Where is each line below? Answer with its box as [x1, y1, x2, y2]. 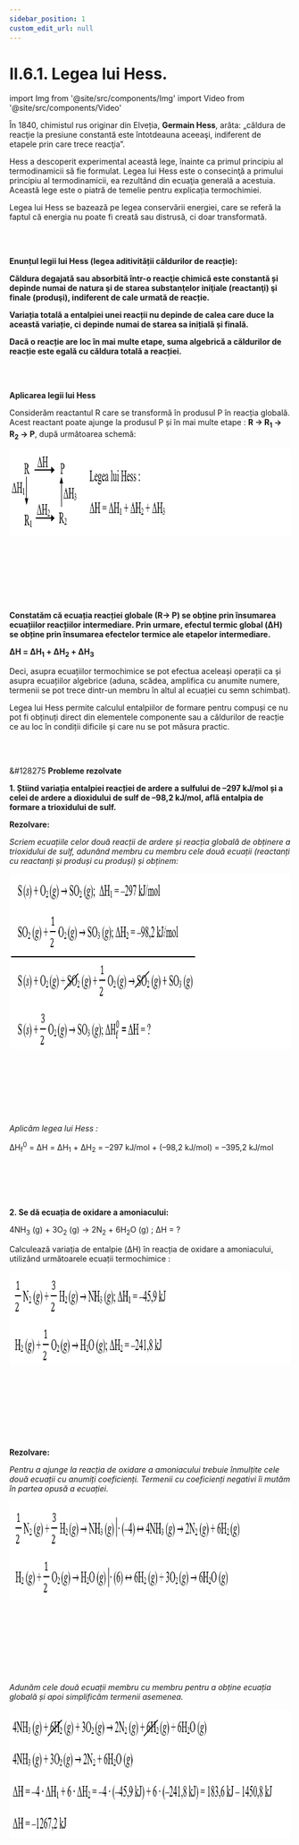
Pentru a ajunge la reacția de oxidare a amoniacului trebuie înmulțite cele [9, 1465, 280, 1475]
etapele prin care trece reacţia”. [9, 139, 126, 149]
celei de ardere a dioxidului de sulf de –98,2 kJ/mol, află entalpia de [9, 792, 264, 803]
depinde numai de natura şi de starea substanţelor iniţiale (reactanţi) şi [9, 283, 278, 294]
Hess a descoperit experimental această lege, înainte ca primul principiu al [9, 157, 284, 167]
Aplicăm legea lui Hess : [9, 1123, 98, 1133]
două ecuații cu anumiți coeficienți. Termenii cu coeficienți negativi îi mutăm [9, 1473, 291, 1485]
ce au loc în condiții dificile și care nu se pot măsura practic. [9, 721, 230, 731]
